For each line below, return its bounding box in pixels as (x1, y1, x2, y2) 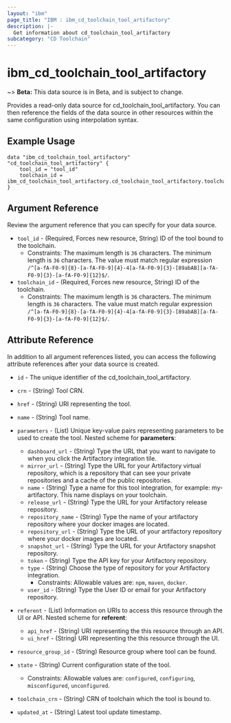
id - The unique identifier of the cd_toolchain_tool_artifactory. (16, 373, 192, 381)
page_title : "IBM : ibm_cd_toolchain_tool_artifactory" (7, 16, 170, 23)
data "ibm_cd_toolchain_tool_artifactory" (7, 154, 131, 161)
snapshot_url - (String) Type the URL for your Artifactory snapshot (27, 542, 216, 550)
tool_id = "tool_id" (19, 165, 78, 172)
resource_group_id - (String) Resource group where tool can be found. (16, 647, 217, 656)
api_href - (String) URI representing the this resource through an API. (27, 626, 225, 635)
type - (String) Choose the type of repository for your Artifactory (27, 564, 210, 572)
